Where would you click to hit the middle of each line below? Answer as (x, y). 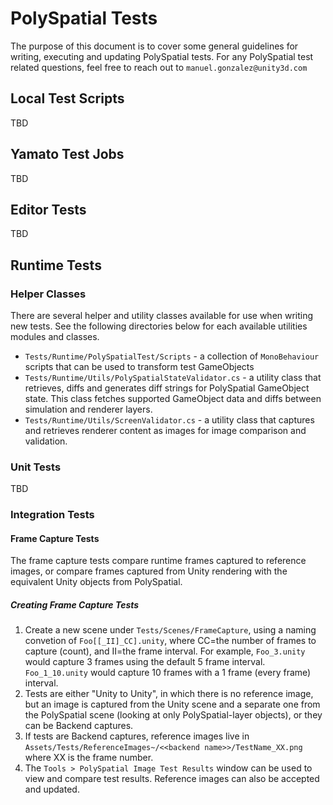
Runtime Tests (56, 265)
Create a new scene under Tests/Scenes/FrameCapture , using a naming (170, 630)
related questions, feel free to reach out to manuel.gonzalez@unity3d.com (159, 67)
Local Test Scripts (67, 98)
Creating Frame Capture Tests (75, 605)
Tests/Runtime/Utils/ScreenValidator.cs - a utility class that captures (169, 420)
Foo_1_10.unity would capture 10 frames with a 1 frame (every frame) (168, 673)
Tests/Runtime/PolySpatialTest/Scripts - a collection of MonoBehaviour (172, 356)
